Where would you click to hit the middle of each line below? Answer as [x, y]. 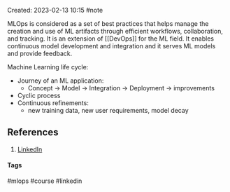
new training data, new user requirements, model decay [108, 110]
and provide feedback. [40, 53]
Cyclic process [39, 95]
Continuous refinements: [53, 103]
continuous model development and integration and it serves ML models [112, 46]
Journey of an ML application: [60, 81]
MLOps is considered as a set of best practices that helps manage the [108, 23]
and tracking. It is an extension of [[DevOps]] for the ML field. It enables [111, 39]
